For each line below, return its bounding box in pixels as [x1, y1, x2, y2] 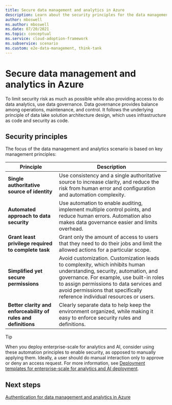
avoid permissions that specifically [58, 287, 142, 294]
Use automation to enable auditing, [58, 199, 143, 207]
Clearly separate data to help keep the [58, 301, 151, 309]
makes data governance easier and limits [58, 219, 158, 226]
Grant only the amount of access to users [58, 234, 159, 241]
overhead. [58, 225, 83, 232]
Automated [8, 206, 36, 213]
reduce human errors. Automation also [58, 212, 152, 219]
